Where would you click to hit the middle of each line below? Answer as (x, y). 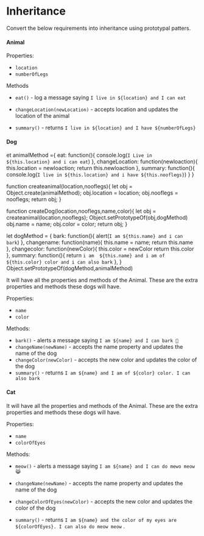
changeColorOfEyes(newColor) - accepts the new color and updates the (104, 501)
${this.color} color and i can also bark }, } (64, 262)
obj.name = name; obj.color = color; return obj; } (67, 224)
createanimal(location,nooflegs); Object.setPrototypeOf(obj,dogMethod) (97, 218)
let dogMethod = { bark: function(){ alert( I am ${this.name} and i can (95, 236)
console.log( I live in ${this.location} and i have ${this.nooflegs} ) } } (100, 174)
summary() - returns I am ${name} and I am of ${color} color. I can (103, 373)
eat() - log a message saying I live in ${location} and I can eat (100, 98)
